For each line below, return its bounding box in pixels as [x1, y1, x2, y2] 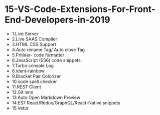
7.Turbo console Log [11, 62, 54, 68]
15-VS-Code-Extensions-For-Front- [4, 3, 156, 15]
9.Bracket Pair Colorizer [11, 73, 61, 79]
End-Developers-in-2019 [4, 14, 111, 25]
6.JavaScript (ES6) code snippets [11, 57, 81, 63]
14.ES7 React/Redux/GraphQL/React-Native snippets [11, 99, 121, 105]
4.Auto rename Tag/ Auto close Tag [11, 46, 85, 52]
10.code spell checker [11, 78, 57, 84]
